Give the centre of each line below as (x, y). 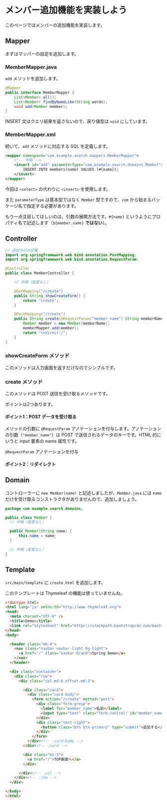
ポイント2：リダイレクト (31, 464)
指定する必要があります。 (53, 206)
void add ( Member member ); (41, 106)
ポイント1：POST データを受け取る (41, 416)
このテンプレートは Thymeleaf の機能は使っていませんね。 (65, 593)
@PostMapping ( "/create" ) (40, 314)
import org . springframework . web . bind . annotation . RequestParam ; (72, 260)
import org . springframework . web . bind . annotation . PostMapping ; (71, 255)
